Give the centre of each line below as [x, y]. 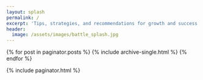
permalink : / [23, 18]
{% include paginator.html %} [43, 70]
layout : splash [26, 12]
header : [16, 29]
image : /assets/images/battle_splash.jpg [65, 35]
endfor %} [19, 59]
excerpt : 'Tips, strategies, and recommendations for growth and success [102, 23]
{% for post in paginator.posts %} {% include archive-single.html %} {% [97, 52]
